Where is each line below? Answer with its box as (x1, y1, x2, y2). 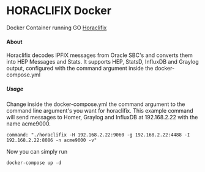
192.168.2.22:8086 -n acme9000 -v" (6, 137, 97, 144)
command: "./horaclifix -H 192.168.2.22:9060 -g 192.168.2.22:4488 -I (6, 132, 190, 138)
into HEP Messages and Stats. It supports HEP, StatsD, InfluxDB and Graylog (6, 58, 199, 65)
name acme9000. (6, 120, 51, 127)
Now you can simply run (6, 148, 68, 155)
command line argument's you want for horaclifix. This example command (6, 107, 194, 114)
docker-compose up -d (6, 160, 62, 166)
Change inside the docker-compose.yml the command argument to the (6, 100, 185, 108)
